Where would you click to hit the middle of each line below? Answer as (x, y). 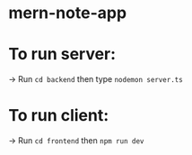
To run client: (59, 116)
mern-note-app (68, 13)
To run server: (62, 55)
